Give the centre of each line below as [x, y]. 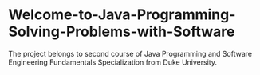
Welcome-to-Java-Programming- [122, 15]
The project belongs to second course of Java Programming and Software [130, 53]
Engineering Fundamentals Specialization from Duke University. [113, 62]
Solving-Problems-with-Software [122, 32]
